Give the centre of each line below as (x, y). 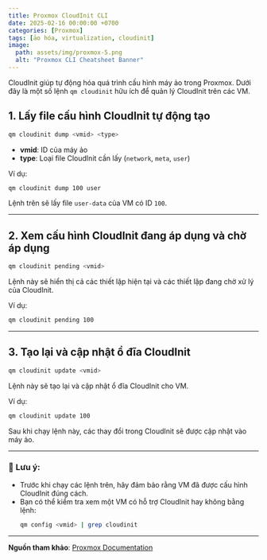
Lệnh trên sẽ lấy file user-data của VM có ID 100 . (88, 203)
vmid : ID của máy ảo (54, 150)
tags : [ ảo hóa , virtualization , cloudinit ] (81, 38)
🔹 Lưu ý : (25, 468)
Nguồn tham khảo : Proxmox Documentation (81, 547)
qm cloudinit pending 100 (51, 320)
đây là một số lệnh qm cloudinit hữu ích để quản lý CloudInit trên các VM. (129, 91)
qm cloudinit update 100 (49, 416)
